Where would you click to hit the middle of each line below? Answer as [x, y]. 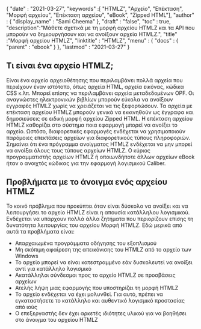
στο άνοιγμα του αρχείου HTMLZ [56, 319]
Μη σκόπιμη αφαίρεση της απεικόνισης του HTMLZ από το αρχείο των [103, 249]
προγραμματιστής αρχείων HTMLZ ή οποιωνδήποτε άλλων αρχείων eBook [100, 157]
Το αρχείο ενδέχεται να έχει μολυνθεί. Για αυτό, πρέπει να [89, 294]
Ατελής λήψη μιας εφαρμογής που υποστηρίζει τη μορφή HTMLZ [97, 288]
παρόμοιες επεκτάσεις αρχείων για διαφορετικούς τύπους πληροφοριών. [98, 137]
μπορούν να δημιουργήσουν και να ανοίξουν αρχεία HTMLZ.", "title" [92, 34]
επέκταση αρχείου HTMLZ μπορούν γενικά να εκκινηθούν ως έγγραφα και [100, 112]
